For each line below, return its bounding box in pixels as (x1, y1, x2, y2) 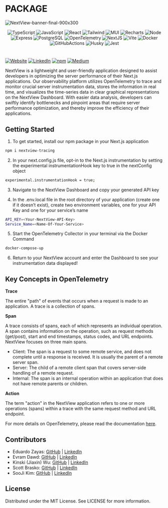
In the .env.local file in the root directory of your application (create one (12, 196, 160, 202)
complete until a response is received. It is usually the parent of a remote (12, 354, 163, 360)
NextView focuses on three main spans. (5, 339, 88, 345)
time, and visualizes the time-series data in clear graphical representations (5, 89, 159, 95)
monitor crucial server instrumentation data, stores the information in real (5, 84, 156, 90)
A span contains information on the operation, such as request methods (5, 328, 154, 334)
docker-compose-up (5, 246, 44, 251)
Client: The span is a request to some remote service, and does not (12, 348, 152, 355)
